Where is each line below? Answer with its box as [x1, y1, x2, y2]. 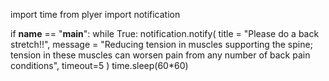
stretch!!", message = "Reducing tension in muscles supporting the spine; [10, 39, 313, 50]
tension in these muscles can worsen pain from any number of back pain [10, 49, 311, 61]
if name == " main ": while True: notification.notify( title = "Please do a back [10, 28, 320, 39]
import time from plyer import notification [10, 9, 181, 20]
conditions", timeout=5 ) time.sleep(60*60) [10, 60, 189, 71]
